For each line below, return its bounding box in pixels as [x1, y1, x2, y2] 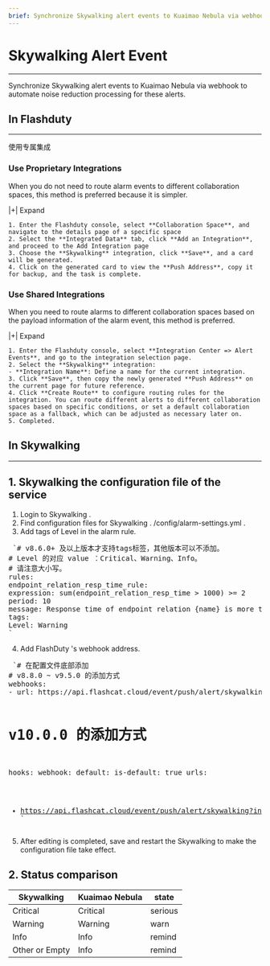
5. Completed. [8, 417, 56, 425]
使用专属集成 [8, 142, 51, 152]
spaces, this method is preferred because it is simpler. [8, 190, 188, 199]
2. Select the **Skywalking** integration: [8, 360, 157, 368]
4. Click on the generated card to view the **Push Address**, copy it [8, 263, 253, 271]
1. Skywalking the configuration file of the [8, 475, 221, 489]
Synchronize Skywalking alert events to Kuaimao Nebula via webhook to [8, 80, 247, 90]
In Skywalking [8, 439, 80, 453]
